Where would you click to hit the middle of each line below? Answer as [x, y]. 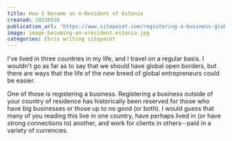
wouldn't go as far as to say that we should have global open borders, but [112, 66]
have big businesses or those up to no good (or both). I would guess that [110, 109]
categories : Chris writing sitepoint [61, 39]
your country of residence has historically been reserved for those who [108, 101]
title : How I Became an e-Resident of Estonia [75, 13]
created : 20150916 [33, 20]
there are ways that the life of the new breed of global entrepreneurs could [113, 74]
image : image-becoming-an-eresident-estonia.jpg [78, 33]
